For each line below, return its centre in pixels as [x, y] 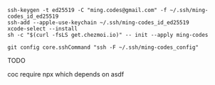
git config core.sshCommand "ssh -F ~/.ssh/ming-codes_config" [103, 47]
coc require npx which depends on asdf [66, 74]
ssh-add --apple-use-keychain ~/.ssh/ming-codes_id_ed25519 [99, 23]
